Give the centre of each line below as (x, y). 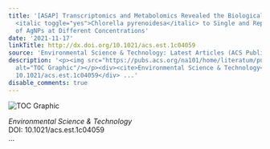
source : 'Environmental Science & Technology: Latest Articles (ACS (125, 53)
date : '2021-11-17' (41, 38)
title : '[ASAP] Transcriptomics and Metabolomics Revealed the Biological (136, 16)
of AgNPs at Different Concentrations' (82, 30)
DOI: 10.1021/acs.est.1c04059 (56, 130)
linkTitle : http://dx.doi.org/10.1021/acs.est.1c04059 (102, 46)
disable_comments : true (48, 83)
